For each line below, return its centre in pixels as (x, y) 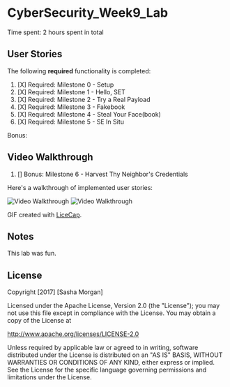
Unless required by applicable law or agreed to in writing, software (103, 348)
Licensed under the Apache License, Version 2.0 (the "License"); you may (114, 306)
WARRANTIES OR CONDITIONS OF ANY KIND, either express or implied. (111, 363)
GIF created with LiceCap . (45, 214)
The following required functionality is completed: (79, 71)
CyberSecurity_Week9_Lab (88, 13)
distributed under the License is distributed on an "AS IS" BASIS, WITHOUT (115, 355)
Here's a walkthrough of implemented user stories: (80, 187)
